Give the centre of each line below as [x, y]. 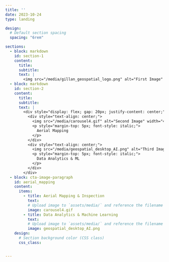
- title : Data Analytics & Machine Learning [71, 215]
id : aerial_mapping [35, 182]
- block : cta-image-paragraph [41, 177]
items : [25, 191]
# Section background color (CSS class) [61, 238]
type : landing [20, 19]
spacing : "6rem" [27, 38]
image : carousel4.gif [50, 210]
